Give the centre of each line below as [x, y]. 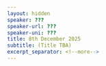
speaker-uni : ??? [32, 33]
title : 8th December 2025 [44, 39]
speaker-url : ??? [32, 26]
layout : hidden [29, 13]
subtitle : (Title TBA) [39, 45]
